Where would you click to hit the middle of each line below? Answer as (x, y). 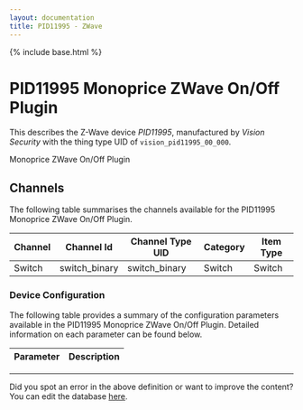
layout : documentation (52, 18)
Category (224, 247)
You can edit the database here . (69, 396)
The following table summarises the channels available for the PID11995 (142, 210)
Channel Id (89, 247)
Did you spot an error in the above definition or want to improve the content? (151, 387)
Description (94, 356)
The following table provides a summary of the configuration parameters (144, 315)
